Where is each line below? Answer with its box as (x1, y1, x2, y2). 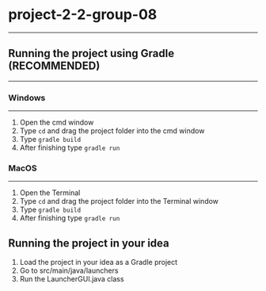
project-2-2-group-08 (8, 6, 158, 24)
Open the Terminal (19, 188, 81, 197)
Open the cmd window (19, 117, 94, 128)
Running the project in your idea (8, 236, 170, 250)
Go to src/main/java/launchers (19, 266, 119, 275)
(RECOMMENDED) (8, 59, 101, 73)
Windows (8, 92, 46, 103)
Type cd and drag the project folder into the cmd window (19, 126, 205, 136)
